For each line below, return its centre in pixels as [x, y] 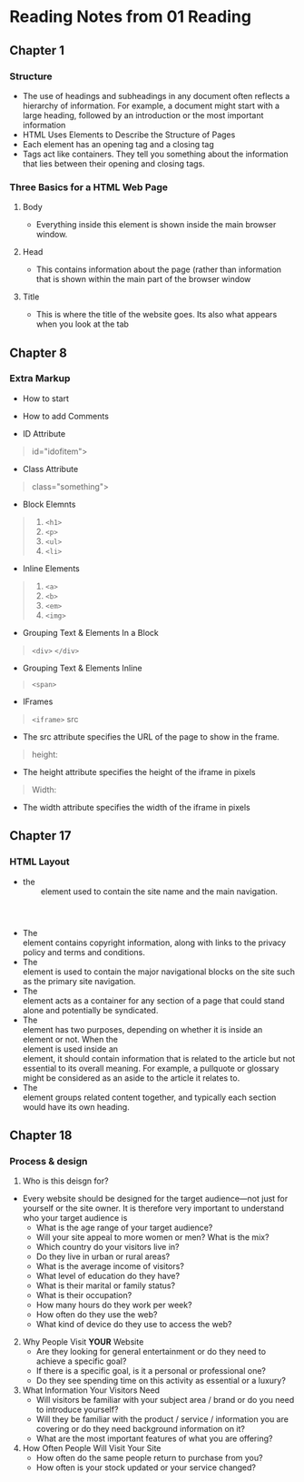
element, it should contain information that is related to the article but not [159, 1058]
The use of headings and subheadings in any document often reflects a [156, 96]
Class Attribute [50, 469]
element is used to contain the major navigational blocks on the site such [159, 972]
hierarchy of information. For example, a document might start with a [151, 106]
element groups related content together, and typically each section [149, 1097]
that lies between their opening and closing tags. [114, 163]
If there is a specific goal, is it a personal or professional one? [151, 1371]
